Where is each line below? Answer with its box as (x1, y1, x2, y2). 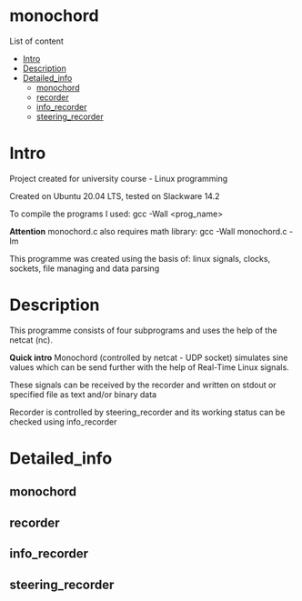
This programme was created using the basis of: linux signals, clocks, (9, 253, 271, 264)
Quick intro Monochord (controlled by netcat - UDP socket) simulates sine (9, 352, 288, 363)
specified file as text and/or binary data (9, 388, 157, 400)
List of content (9, 35, 64, 46)
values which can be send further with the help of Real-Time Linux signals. (9, 361, 289, 373)
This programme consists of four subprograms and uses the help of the (9, 325, 277, 336)
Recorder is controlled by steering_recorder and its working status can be (9, 406, 286, 417)
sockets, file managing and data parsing (9, 263, 160, 274)
